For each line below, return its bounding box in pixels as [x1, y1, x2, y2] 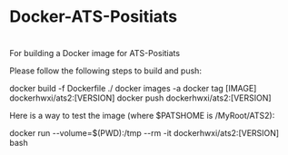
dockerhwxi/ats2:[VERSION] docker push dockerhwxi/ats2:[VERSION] [9, 92, 272, 103]
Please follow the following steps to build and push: [9, 65, 203, 76]
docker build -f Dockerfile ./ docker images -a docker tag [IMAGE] [9, 83, 257, 94]
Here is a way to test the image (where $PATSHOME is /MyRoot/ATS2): [9, 111, 275, 121]
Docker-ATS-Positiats [9, 6, 178, 27]
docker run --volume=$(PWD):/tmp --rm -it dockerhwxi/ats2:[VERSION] [9, 128, 280, 139]
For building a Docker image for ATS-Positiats [9, 48, 180, 59]
